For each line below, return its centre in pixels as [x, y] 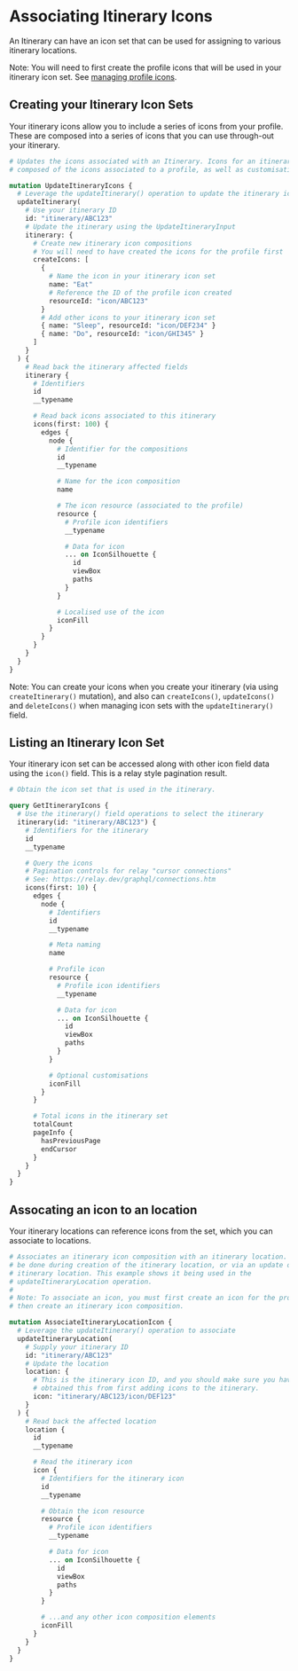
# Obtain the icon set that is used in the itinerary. [113, 790]
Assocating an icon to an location [103, 1209]
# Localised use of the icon [110, 612]
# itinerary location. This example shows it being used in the [130, 1273]
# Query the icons [59, 863]
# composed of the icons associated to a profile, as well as [126, 169]
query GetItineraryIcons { [59, 806]
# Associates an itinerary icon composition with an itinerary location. [149, 1257]
